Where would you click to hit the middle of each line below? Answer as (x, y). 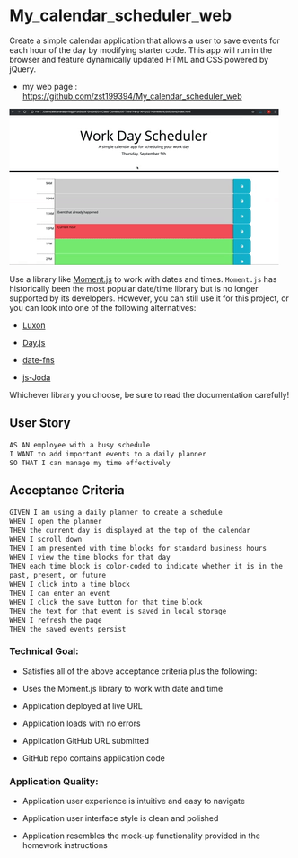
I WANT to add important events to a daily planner (108, 454)
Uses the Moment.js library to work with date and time (123, 688)
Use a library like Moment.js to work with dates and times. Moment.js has (143, 279)
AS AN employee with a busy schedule (80, 445)
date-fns (39, 359)
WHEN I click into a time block (70, 584)
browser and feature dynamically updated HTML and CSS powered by (139, 59)
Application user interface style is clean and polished (120, 818)
